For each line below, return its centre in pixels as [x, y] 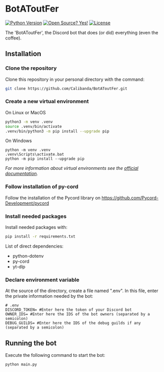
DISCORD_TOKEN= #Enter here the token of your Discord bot [69, 310]
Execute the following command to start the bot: [55, 355]
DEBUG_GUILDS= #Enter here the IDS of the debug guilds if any [73, 323]
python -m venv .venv [28, 150]
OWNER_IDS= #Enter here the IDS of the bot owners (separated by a [78, 314]
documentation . [22, 174]
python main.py [21, 364]
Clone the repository [31, 68]
